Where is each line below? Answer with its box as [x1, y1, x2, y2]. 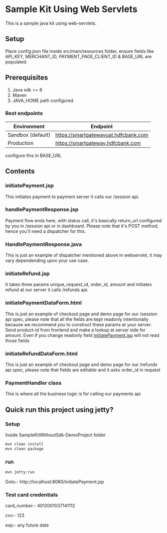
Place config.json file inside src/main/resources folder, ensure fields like [5, 48, 154, 54]
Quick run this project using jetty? [5, 405, 114, 414]
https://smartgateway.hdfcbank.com [55, 139, 141, 146]
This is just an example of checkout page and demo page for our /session [5, 311, 157, 317]
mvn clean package [5, 446, 44, 451]
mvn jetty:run [5, 470, 35, 475]
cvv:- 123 [5, 512, 25, 518]
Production [8, 139, 34, 146]
